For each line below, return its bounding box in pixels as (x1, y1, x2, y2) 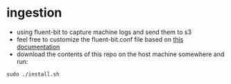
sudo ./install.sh (6, 71, 60, 78)
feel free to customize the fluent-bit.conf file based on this (16, 35, 184, 43)
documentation (16, 42, 60, 51)
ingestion (6, 5, 62, 21)
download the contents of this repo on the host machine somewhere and (16, 50, 225, 58)
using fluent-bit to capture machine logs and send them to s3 (16, 28, 192, 36)
